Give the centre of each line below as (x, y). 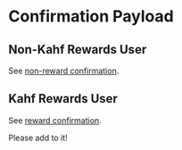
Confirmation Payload (91, 17)
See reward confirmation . (55, 120)
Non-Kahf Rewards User (78, 50)
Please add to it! (38, 137)
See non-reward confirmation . (64, 71)
